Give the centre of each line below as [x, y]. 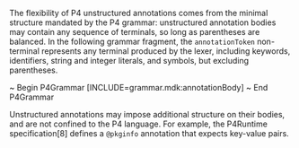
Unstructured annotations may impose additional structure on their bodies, [147, 114]
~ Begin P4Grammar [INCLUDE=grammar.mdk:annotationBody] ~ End [139, 87]
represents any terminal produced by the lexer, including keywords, [166, 51]
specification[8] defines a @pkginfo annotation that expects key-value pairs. [149, 133]
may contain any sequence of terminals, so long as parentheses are [135, 32]
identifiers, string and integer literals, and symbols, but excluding [129, 61]
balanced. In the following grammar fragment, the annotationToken [132, 41]
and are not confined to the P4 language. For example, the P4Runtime [138, 124]
